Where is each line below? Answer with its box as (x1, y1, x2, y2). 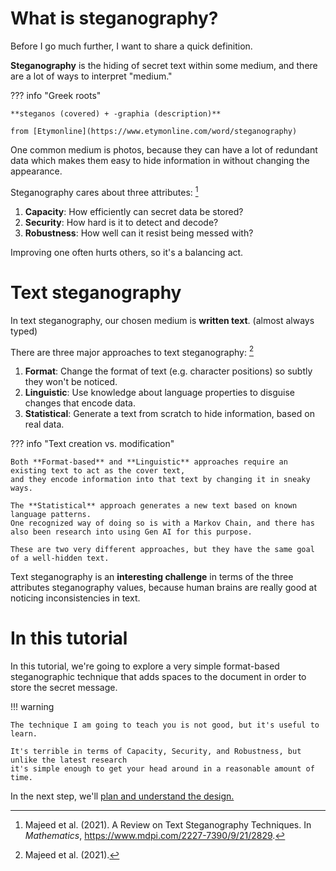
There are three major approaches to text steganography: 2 (10, 344, 255, 358)
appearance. (10, 165, 63, 177)
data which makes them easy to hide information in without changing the (10, 154, 310, 166)
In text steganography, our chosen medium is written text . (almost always (10, 314, 315, 326)
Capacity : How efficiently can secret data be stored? (24, 205, 244, 217)
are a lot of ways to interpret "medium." (10, 70, 173, 82)
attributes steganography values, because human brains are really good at (10, 582, 317, 594)
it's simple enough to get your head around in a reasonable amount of (10, 764, 315, 774)
